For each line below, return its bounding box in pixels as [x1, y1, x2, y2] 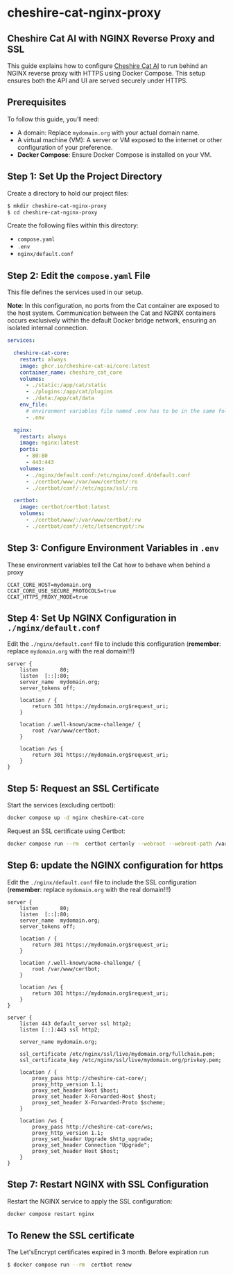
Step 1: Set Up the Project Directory [7, 171, 163, 182]
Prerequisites [7, 96, 67, 108]
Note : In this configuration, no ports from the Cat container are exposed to [7, 302, 220, 310]
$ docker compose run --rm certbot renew [7, 1261, 132, 1269]
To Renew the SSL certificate [7, 1229, 135, 1241]
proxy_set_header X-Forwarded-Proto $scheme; [32, 1099, 166, 1106]
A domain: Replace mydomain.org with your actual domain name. [17, 128, 200, 137]
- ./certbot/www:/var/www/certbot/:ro [25, 478, 138, 485]
